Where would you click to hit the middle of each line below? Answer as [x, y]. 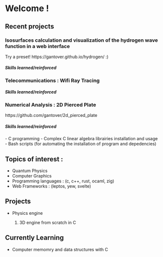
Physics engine [27, 213]
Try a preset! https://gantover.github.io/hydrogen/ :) [57, 57]
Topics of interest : [34, 159]
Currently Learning [35, 238]
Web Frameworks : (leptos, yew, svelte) [52, 186]
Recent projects [30, 26]
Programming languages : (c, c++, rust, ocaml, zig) [63, 181]
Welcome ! [27, 8]
